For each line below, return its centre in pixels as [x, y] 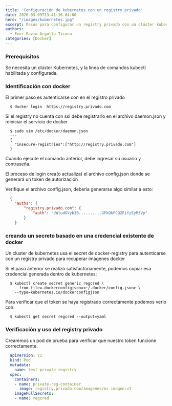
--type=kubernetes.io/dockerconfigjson [57, 292]
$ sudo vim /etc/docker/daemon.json [49, 131]
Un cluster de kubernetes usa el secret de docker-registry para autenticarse [86, 253]
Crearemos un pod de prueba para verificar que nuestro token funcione [81, 340]
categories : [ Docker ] [28, 39]
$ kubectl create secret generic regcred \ [57, 284]
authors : [15, 29]
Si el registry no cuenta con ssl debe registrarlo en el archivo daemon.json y [85, 116]
